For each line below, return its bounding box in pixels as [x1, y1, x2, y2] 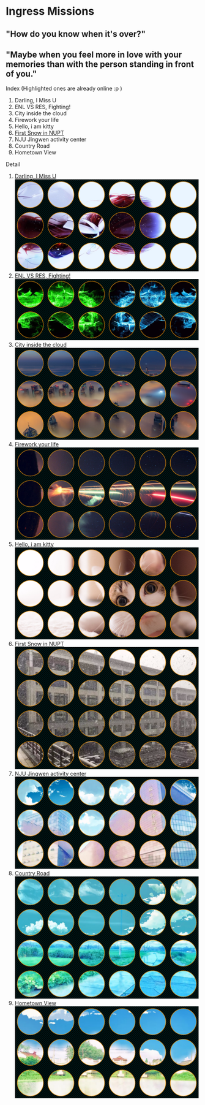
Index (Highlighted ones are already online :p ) [6, 85, 123, 93]
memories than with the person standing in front [6, 59, 194, 69]
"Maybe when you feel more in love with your [6, 49, 182, 59]
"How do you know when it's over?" [6, 29, 146, 39]
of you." [6, 69, 37, 79]
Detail [6, 161, 21, 168]
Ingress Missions [6, 4, 95, 18]
